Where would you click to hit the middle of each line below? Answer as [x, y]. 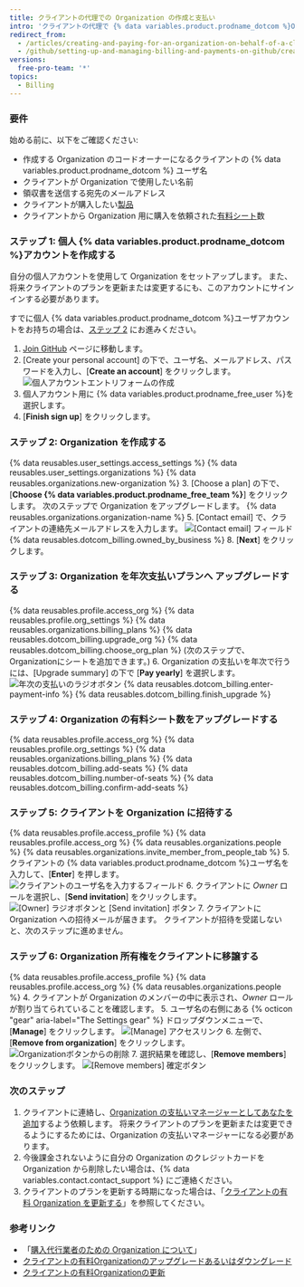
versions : [28, 60]
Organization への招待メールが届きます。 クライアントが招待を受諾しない [146, 920]
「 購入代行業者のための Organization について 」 [112, 1250]
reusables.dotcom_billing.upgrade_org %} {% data [104, 639]
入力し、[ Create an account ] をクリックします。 [145, 371]
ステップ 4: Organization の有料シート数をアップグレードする [144, 719]
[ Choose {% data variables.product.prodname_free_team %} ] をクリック [149, 494]
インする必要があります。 [57, 299]
